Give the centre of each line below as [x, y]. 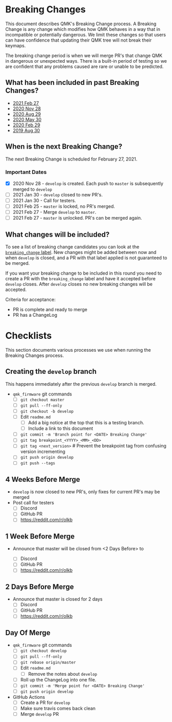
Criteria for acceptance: [31, 300]
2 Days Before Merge [40, 586]
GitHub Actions [29, 697]
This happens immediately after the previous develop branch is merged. [81, 384]
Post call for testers [33, 503]
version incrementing [43, 452]
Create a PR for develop [45, 702]
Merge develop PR [40, 714]
